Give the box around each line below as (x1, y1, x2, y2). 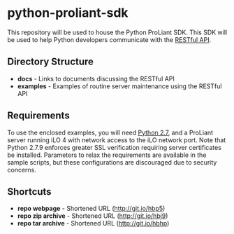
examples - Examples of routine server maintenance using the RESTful (17, 82, 222, 90)
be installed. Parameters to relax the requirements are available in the (7, 151, 207, 159)
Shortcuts (7, 186, 52, 198)
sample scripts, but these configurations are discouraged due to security (7, 158, 217, 166)
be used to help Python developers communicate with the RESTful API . (7, 35, 212, 43)
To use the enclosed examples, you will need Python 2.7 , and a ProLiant (7, 128, 214, 137)
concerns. (7, 165, 37, 174)
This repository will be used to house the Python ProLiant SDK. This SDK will (7, 28, 228, 36)
